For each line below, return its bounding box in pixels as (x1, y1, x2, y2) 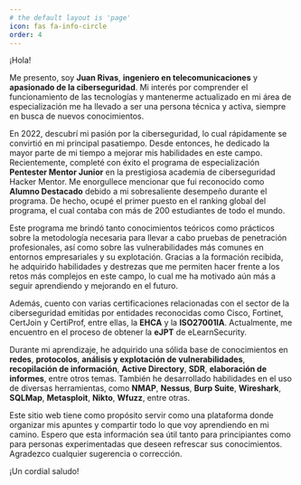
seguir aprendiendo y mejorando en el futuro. (9, 281, 179, 291)
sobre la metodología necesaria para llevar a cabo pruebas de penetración (9, 233, 287, 243)
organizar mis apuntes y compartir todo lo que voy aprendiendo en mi (9, 420, 269, 431)
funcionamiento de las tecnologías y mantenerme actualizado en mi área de (9, 91, 292, 102)
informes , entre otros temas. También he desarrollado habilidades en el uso (9, 373, 292, 385)
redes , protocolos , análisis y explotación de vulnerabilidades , (9, 354, 246, 365)
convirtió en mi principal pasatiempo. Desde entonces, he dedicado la (9, 138, 270, 149)
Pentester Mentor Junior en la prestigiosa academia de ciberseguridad (9, 166, 276, 177)
